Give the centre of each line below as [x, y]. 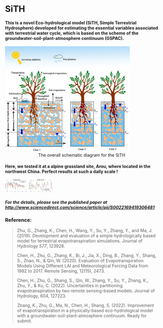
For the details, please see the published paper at [56, 202]
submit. [25, 321]
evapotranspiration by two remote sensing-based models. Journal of [86, 291]
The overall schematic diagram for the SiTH [82, 155]
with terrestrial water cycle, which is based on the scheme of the [72, 33]
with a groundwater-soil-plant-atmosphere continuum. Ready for [82, 316]
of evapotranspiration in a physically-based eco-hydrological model [85, 310]
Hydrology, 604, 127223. [42, 296]
